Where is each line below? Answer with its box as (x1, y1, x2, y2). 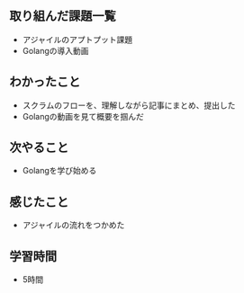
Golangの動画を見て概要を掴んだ (22, 111, 144, 121)
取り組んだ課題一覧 (9, 8, 116, 24)
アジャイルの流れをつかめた (22, 219, 125, 231)
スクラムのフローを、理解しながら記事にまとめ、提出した (22, 100, 236, 111)
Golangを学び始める (22, 165, 97, 176)
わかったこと (9, 75, 81, 90)
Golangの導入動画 (22, 45, 89, 56)
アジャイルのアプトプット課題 (22, 34, 133, 45)
